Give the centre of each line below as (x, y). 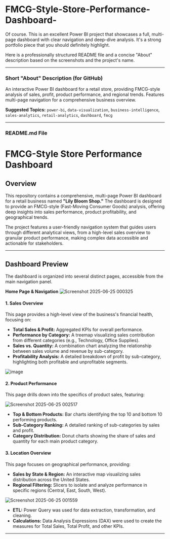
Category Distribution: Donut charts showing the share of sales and (84, 436)
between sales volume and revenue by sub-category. (68, 351)
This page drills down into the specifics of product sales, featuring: (75, 395)
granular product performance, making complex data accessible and (77, 238)
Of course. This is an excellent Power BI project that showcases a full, (78, 34)
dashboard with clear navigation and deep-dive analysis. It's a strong (89, 40)
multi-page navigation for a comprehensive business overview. (71, 100)
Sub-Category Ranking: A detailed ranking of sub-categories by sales (86, 425)
